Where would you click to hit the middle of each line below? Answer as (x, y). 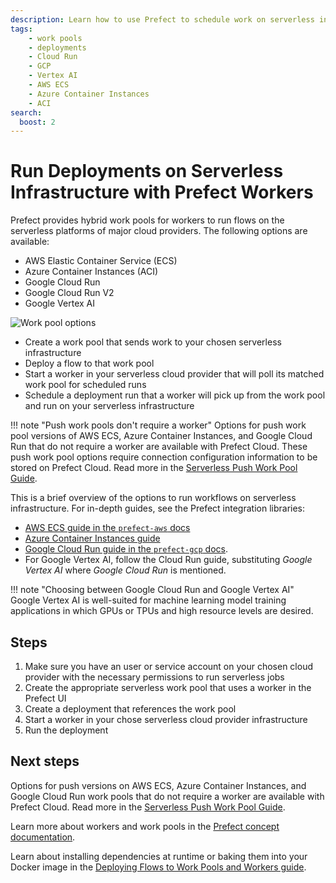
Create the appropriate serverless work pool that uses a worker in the (168, 687)
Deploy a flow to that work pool (89, 363)
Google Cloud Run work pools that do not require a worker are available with (167, 796)
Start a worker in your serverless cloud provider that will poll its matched (174, 374)
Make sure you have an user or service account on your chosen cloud (168, 666)
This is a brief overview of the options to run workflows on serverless (153, 498)
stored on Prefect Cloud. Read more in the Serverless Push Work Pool (154, 468)
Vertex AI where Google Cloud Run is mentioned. (125, 570)
